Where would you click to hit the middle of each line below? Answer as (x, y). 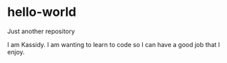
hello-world (42, 12)
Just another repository (41, 31)
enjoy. (16, 52)
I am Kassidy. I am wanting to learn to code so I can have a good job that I (114, 44)
